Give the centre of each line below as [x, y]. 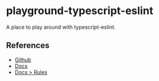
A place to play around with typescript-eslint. [61, 27]
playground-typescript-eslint [80, 11]
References [28, 45]
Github [23, 59]
